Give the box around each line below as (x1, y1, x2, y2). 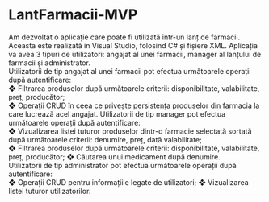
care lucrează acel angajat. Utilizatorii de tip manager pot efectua (8, 109, 226, 118)
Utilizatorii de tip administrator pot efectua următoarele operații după (8, 160, 237, 170)
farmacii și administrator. (8, 58, 90, 68)
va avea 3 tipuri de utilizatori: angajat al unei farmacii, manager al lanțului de (8, 49, 262, 59)
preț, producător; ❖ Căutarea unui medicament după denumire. (8, 151, 221, 162)
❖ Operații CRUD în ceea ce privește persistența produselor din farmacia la (8, 101, 260, 110)
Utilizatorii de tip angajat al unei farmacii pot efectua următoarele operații (8, 66, 251, 76)
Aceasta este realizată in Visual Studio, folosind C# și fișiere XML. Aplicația (8, 40, 258, 50)
